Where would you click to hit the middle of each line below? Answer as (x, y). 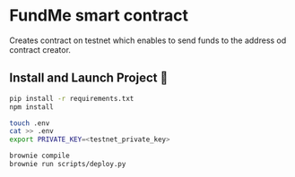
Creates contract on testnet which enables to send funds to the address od (148, 40)
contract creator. (40, 49)
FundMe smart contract (99, 16)
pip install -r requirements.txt (72, 98)
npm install (31, 107)
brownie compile (39, 156)
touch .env (30, 123)
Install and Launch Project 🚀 (89, 78)
